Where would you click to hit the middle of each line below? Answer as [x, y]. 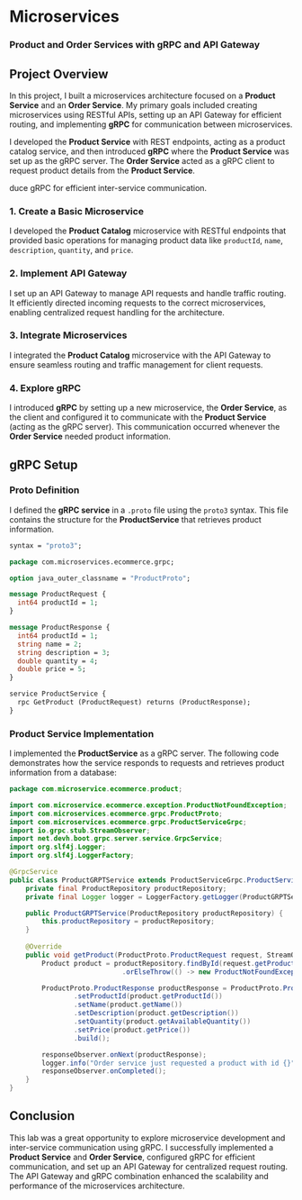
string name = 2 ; [50, 644]
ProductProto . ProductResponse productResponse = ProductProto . [162, 988]
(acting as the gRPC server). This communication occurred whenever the [145, 427]
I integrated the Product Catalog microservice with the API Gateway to [140, 355]
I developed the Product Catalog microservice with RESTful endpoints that [148, 231]
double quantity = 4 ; [58, 661]
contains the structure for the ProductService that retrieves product [136, 519]
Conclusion [42, 1116]
